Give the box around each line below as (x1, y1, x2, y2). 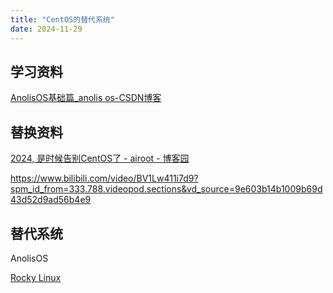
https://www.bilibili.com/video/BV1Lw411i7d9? (10, 172, 199, 185)
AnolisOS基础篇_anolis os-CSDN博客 (10, 92, 162, 104)
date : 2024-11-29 (10, 24, 83, 34)
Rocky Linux (10, 271, 62, 283)
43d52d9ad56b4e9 (10, 194, 92, 206)
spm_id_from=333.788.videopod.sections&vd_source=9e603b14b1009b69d (10, 183, 323, 195)
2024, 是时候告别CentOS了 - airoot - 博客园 (10, 152, 190, 165)
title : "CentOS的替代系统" (10, 14, 115, 25)
